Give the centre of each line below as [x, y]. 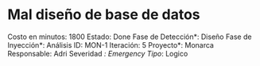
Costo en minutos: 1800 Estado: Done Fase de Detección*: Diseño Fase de [130, 37]
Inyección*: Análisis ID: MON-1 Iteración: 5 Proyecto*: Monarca [111, 45]
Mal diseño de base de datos [104, 15]
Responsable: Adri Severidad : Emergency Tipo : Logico [98, 53]
